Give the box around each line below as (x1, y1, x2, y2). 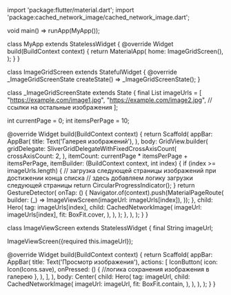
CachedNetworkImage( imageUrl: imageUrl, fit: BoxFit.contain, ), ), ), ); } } (7, 280, 216, 288)
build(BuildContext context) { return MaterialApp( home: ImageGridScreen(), (7, 48, 224, 55)
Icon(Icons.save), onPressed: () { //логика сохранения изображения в (7, 265, 210, 273)
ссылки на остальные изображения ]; (7, 103, 119, 111)
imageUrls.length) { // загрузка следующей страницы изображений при (7, 167, 217, 174)
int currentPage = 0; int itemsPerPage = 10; (7, 116, 130, 125)
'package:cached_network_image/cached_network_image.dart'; (7, 13, 190, 21)
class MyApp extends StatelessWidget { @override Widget (7, 40, 174, 48)
